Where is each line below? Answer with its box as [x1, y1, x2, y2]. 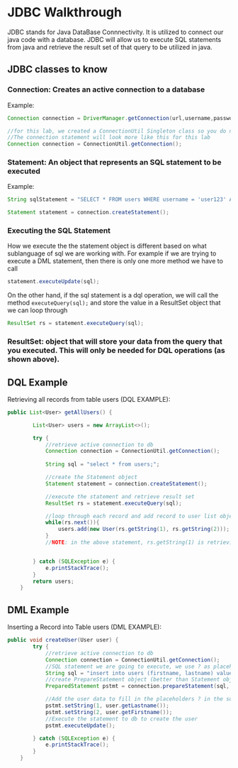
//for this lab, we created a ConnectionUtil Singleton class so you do [7, 127, 227, 135]
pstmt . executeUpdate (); [45, 722, 115, 729]
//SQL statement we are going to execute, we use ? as [45, 663, 211, 670]
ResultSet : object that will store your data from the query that [7, 336, 223, 346]
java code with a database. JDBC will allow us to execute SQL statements [7, 35, 222, 43]
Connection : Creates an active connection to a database [7, 84, 205, 94]
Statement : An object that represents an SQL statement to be [7, 158, 222, 168]
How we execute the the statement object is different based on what [7, 242, 207, 251]
